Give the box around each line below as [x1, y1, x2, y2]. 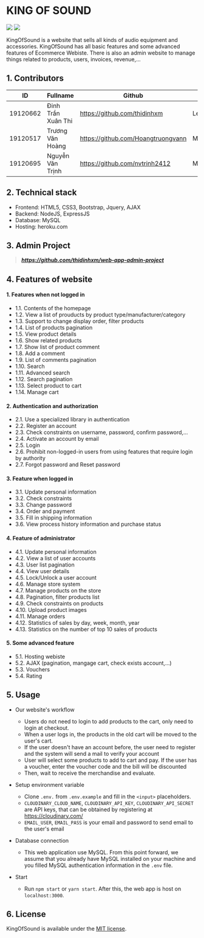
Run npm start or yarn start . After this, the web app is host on [24, 885, 182, 892]
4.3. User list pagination [15, 561, 75, 568]
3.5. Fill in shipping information [15, 514, 92, 522]
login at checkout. [24, 724, 70, 732]
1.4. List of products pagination [15, 324, 93, 331]
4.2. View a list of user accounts [15, 554, 96, 562]
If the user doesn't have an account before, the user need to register [24, 743, 196, 750]
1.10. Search [15, 362, 45, 370]
